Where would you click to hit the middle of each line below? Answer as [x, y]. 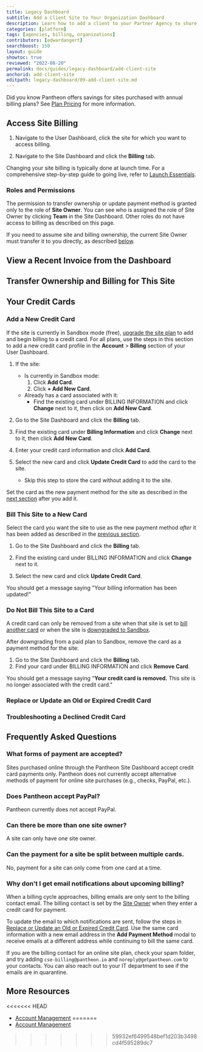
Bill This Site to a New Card [47, 514]
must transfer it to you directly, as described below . [71, 241]
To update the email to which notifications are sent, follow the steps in [94, 921]
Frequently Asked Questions [62, 737]
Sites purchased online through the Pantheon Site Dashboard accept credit [100, 767]
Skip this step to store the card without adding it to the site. [98, 480]
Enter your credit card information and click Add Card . [83, 450]
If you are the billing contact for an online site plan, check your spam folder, [101, 953]
